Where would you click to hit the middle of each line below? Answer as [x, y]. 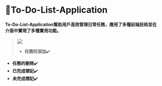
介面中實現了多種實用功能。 [33, 30]
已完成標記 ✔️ [25, 71]
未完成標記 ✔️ [25, 79]
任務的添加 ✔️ [37, 51]
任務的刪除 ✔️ [25, 64]
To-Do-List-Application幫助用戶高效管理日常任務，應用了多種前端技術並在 [81, 24]
